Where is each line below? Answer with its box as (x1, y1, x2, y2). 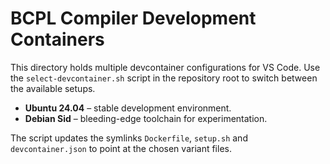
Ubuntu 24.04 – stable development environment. (24, 102, 232, 114)
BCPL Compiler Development (10, 7, 257, 30)
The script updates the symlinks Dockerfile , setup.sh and (10, 132, 248, 144)
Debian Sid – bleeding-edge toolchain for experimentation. (24, 112, 268, 124)
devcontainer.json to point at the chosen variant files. (10, 142, 232, 154)
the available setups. (10, 82, 96, 94)
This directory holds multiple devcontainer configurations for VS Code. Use (10, 61, 321, 73)
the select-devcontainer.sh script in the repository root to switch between (10, 72, 318, 84)
